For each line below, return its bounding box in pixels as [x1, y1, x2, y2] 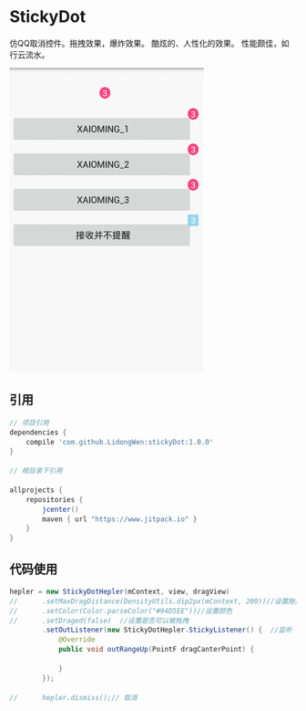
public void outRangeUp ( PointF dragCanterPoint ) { [57, 645, 255, 654]
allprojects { [9, 486, 64, 495]
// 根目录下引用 [9, 466, 63, 476]
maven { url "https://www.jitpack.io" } [42, 514, 198, 524]
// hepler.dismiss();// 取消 [9, 693, 138, 702]
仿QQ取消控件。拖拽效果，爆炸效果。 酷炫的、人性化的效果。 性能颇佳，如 [9, 37, 290, 48]
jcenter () [42, 505, 79, 514]
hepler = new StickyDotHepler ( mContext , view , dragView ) [9, 587, 230, 596]
